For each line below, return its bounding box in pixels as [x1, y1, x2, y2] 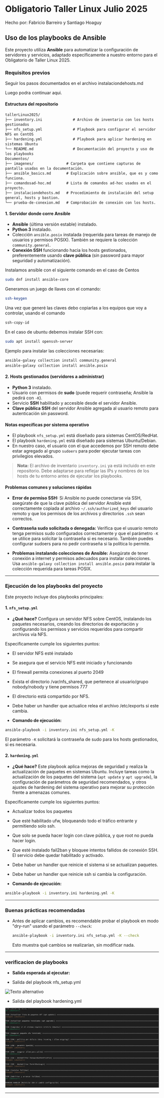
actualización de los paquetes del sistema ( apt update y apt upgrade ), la [12, 774, 158, 780]
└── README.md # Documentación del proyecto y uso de [5, 146, 154, 152]
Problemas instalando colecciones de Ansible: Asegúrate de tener [12, 550, 148, 556]
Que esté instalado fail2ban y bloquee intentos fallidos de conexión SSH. [12, 847, 159, 853]
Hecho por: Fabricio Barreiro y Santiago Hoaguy [5, 20, 102, 25]
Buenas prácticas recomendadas [5, 907, 85, 913]
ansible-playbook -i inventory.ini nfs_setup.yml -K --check [12, 933, 140, 938]
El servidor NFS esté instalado [12, 650, 73, 656]
